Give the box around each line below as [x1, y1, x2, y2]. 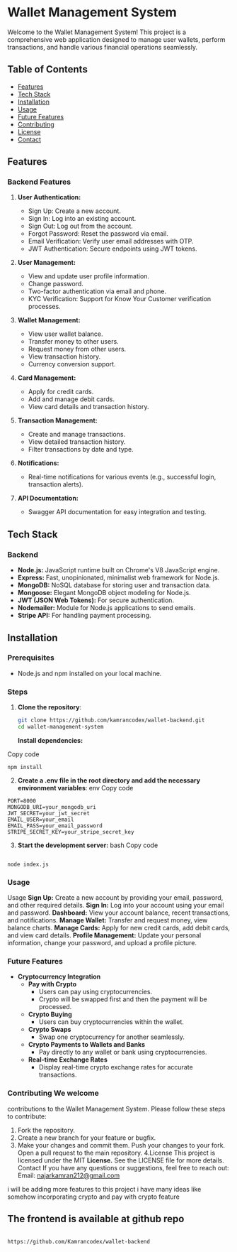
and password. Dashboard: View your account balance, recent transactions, [7, 908, 231, 917]
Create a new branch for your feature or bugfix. [17, 1133, 156, 1142]
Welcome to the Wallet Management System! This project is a [7, 28, 186, 36]
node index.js [7, 861, 50, 868]
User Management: [17, 258, 76, 267]
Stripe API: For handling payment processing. [17, 611, 151, 620]
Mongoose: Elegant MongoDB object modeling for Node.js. [17, 589, 191, 597]
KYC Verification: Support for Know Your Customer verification [28, 295, 212, 303]
